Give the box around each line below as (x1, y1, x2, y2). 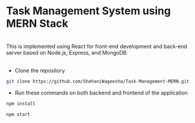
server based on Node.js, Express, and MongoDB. (6, 49, 129, 56)
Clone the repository (14, 67, 65, 74)
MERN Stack (6, 17, 69, 30)
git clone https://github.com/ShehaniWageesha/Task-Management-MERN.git (6, 78, 190, 84)
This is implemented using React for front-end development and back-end (6, 43, 188, 50)
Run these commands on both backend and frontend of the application (14, 89, 188, 96)
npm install (6, 100, 36, 106)
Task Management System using (6, 4, 171, 18)
